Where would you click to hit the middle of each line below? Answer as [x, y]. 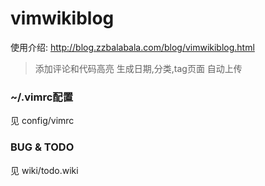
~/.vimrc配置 [42, 97]
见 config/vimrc [42, 121]
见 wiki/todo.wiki [44, 170]
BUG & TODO [42, 147]
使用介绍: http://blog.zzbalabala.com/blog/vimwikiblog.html [132, 47]
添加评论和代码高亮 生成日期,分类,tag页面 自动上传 [138, 68]
